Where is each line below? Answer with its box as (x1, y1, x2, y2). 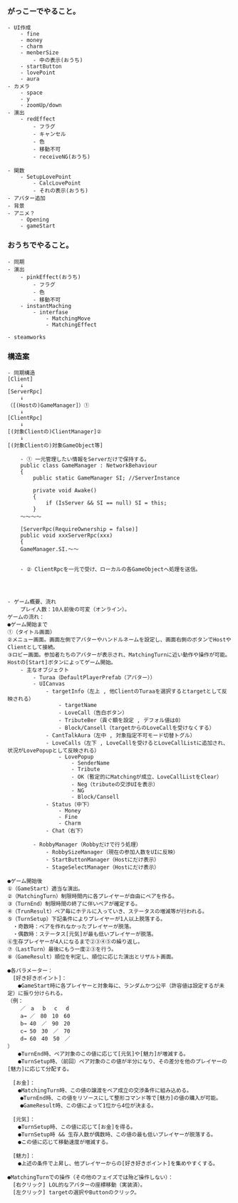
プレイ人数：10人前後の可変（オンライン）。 (20, 606, 130, 613)
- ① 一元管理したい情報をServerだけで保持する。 (20, 455, 150, 463)
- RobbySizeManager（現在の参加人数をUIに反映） (45, 848, 179, 856)
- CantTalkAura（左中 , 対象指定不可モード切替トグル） (45, 732, 196, 739)
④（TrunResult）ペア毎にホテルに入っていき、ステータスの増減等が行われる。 (7, 907, 208, 915)
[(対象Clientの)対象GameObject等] (7, 442, 103, 449)
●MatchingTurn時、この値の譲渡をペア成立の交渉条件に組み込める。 (17, 1087, 192, 1094)
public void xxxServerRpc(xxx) (20, 532, 113, 539)
